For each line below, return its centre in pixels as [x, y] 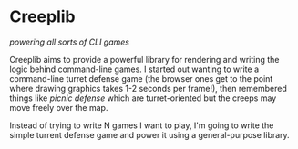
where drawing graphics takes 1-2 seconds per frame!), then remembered [148, 88]
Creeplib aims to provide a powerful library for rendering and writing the [144, 59]
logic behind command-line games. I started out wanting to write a [134, 69]
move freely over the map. [59, 107]
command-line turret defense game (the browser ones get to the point [141, 78]
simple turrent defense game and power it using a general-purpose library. [149, 134]
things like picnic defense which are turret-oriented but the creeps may [143, 98]
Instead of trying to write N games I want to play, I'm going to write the [142, 125]
